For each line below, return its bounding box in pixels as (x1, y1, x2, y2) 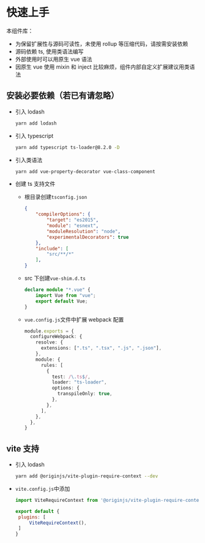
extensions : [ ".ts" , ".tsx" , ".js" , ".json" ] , (40, 345, 162, 352)
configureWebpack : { (29, 334, 83, 340)
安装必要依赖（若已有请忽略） (6, 90, 119, 101)
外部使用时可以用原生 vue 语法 (15, 55, 92, 63)
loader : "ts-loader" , (51, 379, 107, 385)
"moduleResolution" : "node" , (46, 228, 121, 234)
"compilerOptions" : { (35, 211, 91, 218)
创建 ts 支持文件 (15, 180, 56, 188)
